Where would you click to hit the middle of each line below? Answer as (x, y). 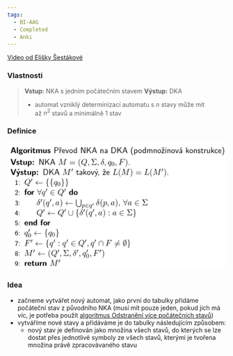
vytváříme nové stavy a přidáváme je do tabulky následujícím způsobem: (121, 322)
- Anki (23, 37)
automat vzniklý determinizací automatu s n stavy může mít (120, 104)
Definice (22, 131)
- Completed (31, 29)
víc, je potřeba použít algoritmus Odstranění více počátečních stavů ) (115, 315)
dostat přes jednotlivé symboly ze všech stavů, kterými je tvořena (122, 337)
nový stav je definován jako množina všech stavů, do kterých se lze (124, 330)
